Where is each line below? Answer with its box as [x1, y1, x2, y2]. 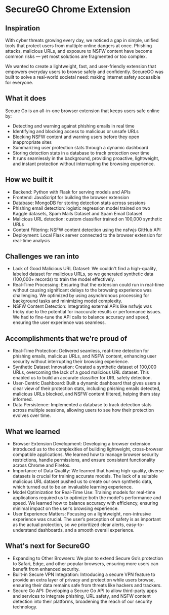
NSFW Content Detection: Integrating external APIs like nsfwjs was [12, 303, 152, 309]
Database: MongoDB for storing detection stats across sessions [12, 200, 146, 206]
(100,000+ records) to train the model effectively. [12, 276, 115, 282]
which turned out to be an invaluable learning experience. [12, 484, 133, 490]
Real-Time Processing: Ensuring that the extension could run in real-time [12, 282, 164, 288]
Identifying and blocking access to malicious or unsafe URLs [12, 128, 139, 134]
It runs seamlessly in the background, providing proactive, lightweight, [12, 155, 159, 161]
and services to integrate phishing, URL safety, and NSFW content [12, 593, 151, 599]
